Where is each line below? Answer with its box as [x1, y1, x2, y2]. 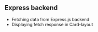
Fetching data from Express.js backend [11, 16, 90, 22]
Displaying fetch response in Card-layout [11, 21, 93, 27]
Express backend [4, 4, 58, 12]
